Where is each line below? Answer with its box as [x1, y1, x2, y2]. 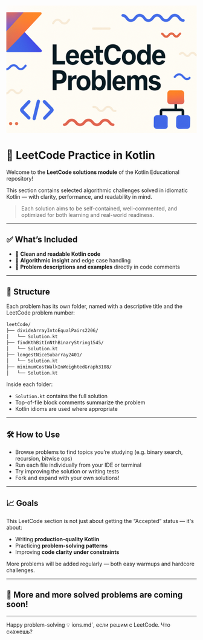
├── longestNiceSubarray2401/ [6, 352, 83, 358]
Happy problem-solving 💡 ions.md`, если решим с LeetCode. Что [6, 621, 171, 628]
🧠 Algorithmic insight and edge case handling [14, 257, 131, 264]
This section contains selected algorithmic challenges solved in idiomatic [6, 187, 188, 194]
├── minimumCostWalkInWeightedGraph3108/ [6, 364, 112, 370]
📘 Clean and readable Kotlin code [14, 250, 101, 258]
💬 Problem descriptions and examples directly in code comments [14, 263, 180, 271]
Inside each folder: [6, 381, 53, 388]
